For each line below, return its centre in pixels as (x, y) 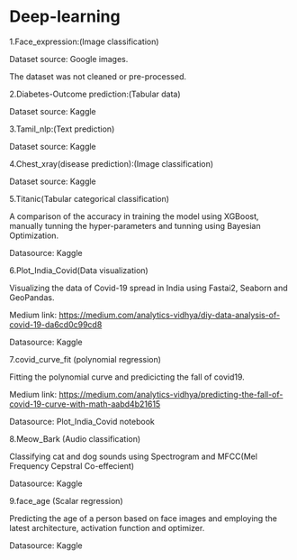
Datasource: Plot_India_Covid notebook (82, 421)
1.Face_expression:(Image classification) (84, 41)
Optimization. (34, 235)
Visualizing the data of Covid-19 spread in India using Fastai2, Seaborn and (148, 288)
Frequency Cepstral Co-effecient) (72, 465)
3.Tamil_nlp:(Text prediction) (62, 129)
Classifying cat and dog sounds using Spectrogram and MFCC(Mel (134, 456)
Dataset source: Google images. (69, 59)
